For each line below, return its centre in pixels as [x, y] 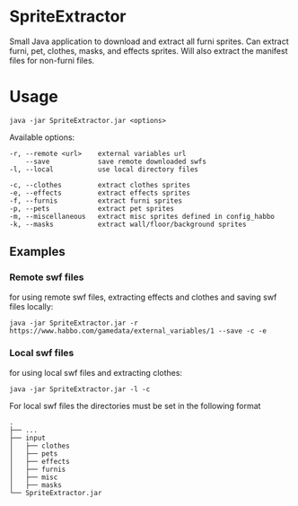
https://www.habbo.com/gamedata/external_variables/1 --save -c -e [138, 331]
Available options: [42, 137]
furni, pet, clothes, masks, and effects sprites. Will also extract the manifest [149, 50]
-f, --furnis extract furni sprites [96, 201]
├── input [28, 438]
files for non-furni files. [52, 60]
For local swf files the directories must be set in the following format [135, 406]
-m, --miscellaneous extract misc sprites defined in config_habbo [142, 216]
